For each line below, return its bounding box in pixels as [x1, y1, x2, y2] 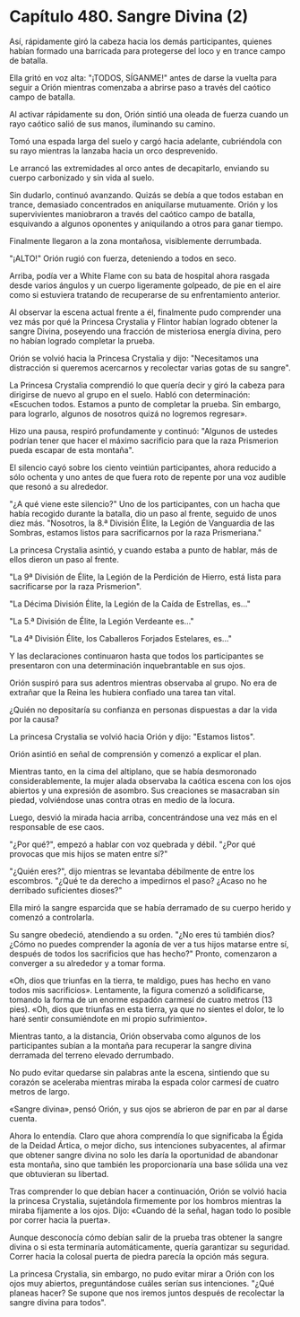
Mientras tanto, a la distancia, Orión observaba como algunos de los [9, 1030, 261, 1042]
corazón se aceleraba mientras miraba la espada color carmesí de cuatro [9, 1077, 279, 1087]
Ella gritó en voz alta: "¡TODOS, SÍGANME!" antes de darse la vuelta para [9, 72, 278, 83]
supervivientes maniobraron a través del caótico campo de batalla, [9, 208, 256, 219]
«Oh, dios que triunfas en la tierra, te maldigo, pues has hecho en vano [9, 975, 271, 986]
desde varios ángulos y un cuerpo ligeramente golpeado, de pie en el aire [9, 280, 282, 291]
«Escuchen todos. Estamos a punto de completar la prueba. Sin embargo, [9, 398, 281, 409]
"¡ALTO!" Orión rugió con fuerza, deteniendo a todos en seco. [9, 253, 237, 264]
